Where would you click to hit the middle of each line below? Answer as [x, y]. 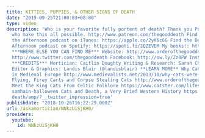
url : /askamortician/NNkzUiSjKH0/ [50, 108]
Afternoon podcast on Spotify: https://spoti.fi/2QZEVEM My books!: [101, 46]
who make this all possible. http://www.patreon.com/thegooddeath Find [105, 35]
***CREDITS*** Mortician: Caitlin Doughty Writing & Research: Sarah [102, 63]
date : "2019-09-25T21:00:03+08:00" [52, 18]
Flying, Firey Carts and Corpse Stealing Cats [72, 80]
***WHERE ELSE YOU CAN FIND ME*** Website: [68, 52]
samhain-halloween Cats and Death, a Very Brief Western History [97, 92]
